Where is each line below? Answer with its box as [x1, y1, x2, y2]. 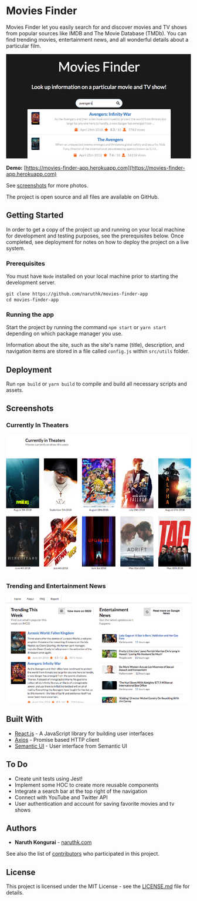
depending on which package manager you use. [6, 330, 123, 337]
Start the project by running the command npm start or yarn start [6, 324, 167, 331]
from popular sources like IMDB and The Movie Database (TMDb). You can [6, 29, 187, 36]
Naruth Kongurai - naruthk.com [14, 839, 92, 846]
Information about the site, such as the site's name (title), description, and [6, 341, 185, 349]
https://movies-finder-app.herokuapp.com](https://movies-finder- [25, 164, 186, 171]
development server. [6, 279, 56, 286]
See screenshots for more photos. [6, 182, 89, 189]
